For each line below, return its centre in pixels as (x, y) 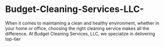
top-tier (13, 39)
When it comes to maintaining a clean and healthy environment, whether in (82, 23)
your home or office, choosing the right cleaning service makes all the (77, 28)
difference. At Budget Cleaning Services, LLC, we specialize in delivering (80, 33)
